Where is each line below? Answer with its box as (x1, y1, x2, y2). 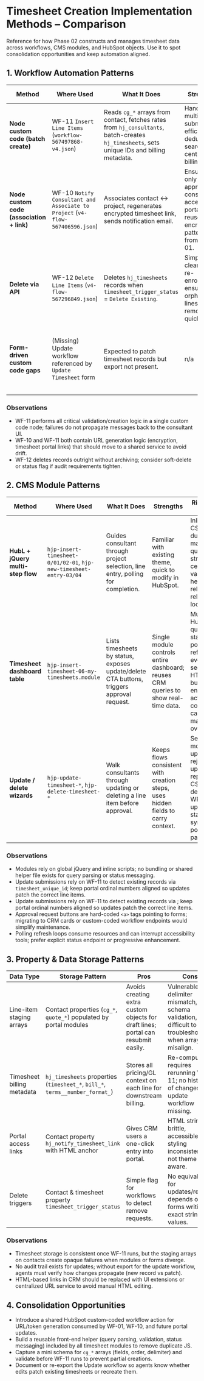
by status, (106, 651, 134, 660)
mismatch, (168, 998, 197, 1006)
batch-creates (104, 130, 146, 139)
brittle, (168, 1124, 186, 1132)
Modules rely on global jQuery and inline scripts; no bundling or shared (15, 865, 193, 873)
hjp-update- (47, 774, 82, 781)
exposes (106, 659, 131, 668)
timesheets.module (47, 673, 100, 681)
